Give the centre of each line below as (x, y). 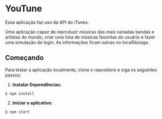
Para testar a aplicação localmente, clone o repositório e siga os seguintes (81, 70)
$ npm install (20, 94)
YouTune (24, 9)
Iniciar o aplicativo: (32, 103)
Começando (25, 58)
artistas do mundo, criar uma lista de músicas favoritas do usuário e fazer (80, 37)
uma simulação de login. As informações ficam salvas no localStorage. (77, 42)
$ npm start (17, 112)
